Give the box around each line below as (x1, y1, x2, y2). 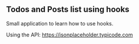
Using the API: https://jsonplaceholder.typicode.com (6, 31, 133, 38)
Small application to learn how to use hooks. (6, 20, 114, 27)
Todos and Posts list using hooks (6, 5, 130, 14)
